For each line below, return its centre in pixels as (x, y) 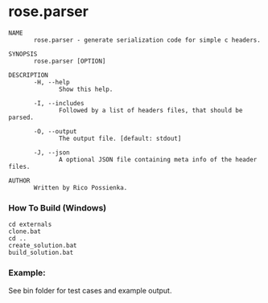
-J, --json (52, 152)
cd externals (30, 225)
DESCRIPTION (28, 75)
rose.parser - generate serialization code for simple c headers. (147, 40)
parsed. (21, 117)
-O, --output (56, 131)
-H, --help (52, 82)
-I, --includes (59, 103)
